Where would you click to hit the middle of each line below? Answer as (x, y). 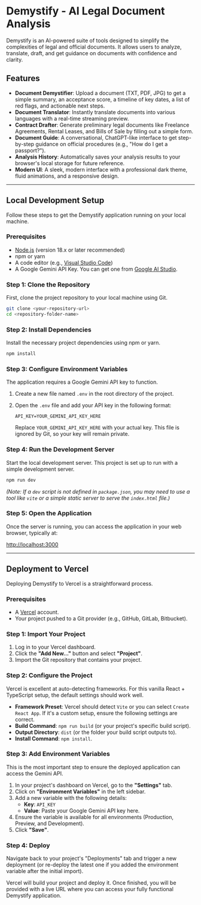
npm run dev (21, 480)
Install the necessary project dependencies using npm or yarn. (83, 343)
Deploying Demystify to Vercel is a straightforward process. (80, 583)
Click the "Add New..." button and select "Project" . (78, 653)
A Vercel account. (37, 612)
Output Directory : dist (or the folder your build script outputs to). (96, 732)
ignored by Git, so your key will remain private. (72, 434)
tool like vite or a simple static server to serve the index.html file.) (88, 498)
